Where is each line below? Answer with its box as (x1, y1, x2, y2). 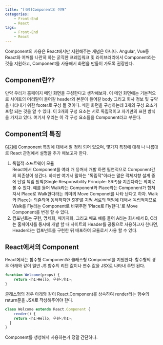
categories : (5, 12, 29, 17)
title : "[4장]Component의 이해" (5, 7, 67, 12)
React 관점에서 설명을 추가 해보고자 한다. (10, 150, 88, 156)
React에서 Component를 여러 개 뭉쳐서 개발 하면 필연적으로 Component (12, 166, 151, 172)
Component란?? (5, 76, 55, 84)
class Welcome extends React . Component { (5, 307, 91, 312)
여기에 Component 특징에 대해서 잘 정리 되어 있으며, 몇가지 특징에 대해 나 (5, 144, 145, 150)
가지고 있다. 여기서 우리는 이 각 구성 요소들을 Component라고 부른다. (10, 114, 142, 120)
